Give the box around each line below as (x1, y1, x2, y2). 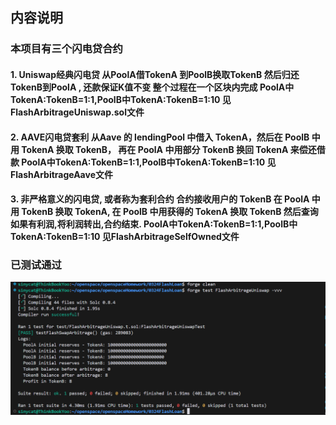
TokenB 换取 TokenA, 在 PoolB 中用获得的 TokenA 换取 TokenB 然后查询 (21, 206, 319, 218)
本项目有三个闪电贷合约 (10, 42, 123, 56)
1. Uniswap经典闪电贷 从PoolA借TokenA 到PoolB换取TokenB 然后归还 (10, 68, 300, 80)
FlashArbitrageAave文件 (10, 168, 113, 180)
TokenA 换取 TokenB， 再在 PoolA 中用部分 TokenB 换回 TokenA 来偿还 (21, 143, 317, 155)
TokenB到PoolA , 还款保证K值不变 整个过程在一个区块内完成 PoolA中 (10, 81, 295, 93)
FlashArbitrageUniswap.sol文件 (10, 106, 145, 118)
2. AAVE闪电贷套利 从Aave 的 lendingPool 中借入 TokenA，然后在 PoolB (10, 131, 310, 143)
